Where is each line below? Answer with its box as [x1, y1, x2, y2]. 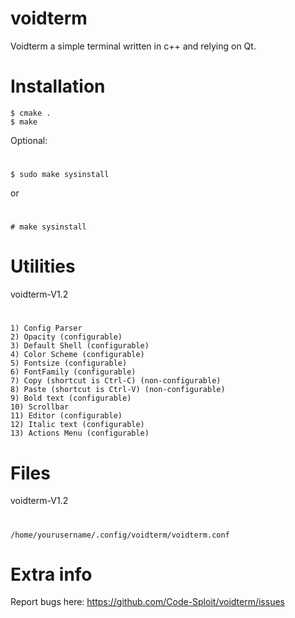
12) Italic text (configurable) [10, 420, 145, 430]
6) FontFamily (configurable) [10, 367, 137, 377]
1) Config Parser [10, 323, 83, 334]
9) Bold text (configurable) [10, 393, 132, 404]
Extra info [10, 563, 93, 586]
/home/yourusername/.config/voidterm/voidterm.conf [10, 530, 230, 540]
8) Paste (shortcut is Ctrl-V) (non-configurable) [10, 385, 226, 395]
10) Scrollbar [10, 402, 70, 412]
